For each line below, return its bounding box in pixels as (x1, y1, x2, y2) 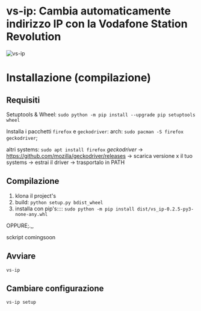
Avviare (6, 251, 36, 262)
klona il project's (14, 192, 56, 199)
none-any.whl (14, 211, 48, 218)
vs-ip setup (6, 300, 36, 306)
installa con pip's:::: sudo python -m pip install (14, 205, 135, 212)
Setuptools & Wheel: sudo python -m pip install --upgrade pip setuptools (6, 110, 196, 118)
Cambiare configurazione (6, 283, 104, 294)
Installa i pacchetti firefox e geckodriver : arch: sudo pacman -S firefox (6, 128, 184, 135)
